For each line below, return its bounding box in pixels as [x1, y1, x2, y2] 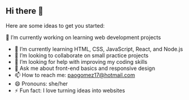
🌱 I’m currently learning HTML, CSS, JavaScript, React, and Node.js [14, 45, 183, 52]
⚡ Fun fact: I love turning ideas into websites [14, 87, 125, 94]
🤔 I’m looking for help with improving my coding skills [14, 58, 148, 65]
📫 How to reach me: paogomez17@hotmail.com [14, 71, 136, 78]
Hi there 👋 [5, 6, 44, 16]
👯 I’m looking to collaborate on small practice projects [14, 52, 149, 59]
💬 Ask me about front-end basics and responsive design [14, 64, 156, 72]
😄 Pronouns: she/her [14, 80, 68, 87]
